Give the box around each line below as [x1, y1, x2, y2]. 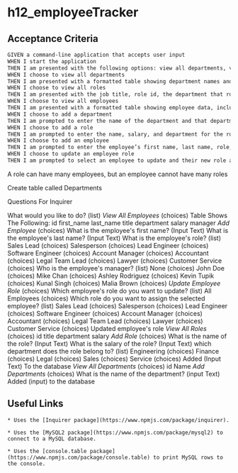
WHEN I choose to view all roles [7, 85, 106, 92]
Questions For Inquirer [7, 197, 73, 206]
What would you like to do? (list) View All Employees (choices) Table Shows [7, 211, 228, 219]
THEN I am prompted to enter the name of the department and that [7, 117, 208, 124]
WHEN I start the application [7, 58, 97, 65]
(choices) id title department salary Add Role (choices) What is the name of [7, 332, 227, 340]
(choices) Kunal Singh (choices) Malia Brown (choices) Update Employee [7, 278, 221, 288]
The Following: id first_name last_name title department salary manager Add [7, 218, 230, 227]
